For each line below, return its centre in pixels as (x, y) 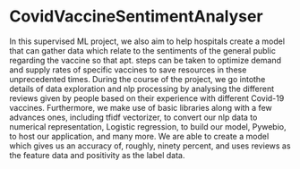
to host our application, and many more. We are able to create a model (139, 136)
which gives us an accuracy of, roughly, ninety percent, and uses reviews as (150, 146)
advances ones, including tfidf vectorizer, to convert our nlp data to (133, 117)
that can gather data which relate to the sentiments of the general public (142, 50)
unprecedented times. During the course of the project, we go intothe (137, 79)
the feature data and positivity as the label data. (97, 155)
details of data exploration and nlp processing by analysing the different (142, 89)
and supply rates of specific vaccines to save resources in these (128, 70)
